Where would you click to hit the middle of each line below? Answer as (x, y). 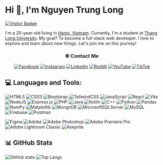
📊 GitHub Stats (29, 143)
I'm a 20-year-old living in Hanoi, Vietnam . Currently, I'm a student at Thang (81, 33)
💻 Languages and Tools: (43, 82)
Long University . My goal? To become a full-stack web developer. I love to (80, 38)
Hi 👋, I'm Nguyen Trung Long (64, 10)
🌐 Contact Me (82, 56)
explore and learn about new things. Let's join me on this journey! (71, 43)
